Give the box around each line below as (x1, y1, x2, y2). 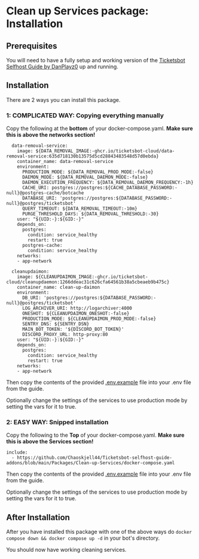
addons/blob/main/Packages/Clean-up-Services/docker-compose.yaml (6, 460, 175, 466)
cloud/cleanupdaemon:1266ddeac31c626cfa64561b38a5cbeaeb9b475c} (6, 279, 170, 285)
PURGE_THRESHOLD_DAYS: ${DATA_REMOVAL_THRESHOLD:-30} (22, 211, 160, 217)
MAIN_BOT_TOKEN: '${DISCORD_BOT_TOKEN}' (22, 327, 124, 333)
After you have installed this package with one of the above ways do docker (6, 528, 192, 536)
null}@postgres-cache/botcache (6, 190, 84, 196)
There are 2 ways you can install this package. (6, 96, 121, 103)
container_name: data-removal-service (17, 159, 114, 165)
